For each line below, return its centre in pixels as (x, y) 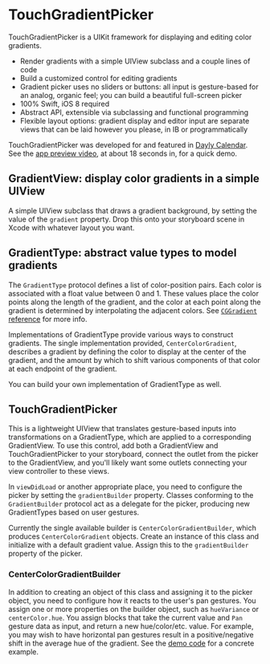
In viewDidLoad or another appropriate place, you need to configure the (125, 487)
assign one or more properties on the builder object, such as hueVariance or (134, 609)
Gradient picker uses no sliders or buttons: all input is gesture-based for (139, 87)
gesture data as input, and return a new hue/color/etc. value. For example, (131, 626)
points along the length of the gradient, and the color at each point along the (135, 302)
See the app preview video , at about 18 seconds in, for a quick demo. (123, 153)
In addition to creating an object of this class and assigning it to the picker (131, 592)
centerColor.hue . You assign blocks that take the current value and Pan (126, 617)
